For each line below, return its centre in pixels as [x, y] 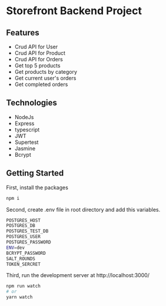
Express [24, 123]
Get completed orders [41, 84]
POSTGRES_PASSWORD [29, 242]
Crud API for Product [40, 53]
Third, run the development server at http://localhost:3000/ [78, 275]
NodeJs [24, 117]
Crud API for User [36, 47]
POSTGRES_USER [24, 237]
